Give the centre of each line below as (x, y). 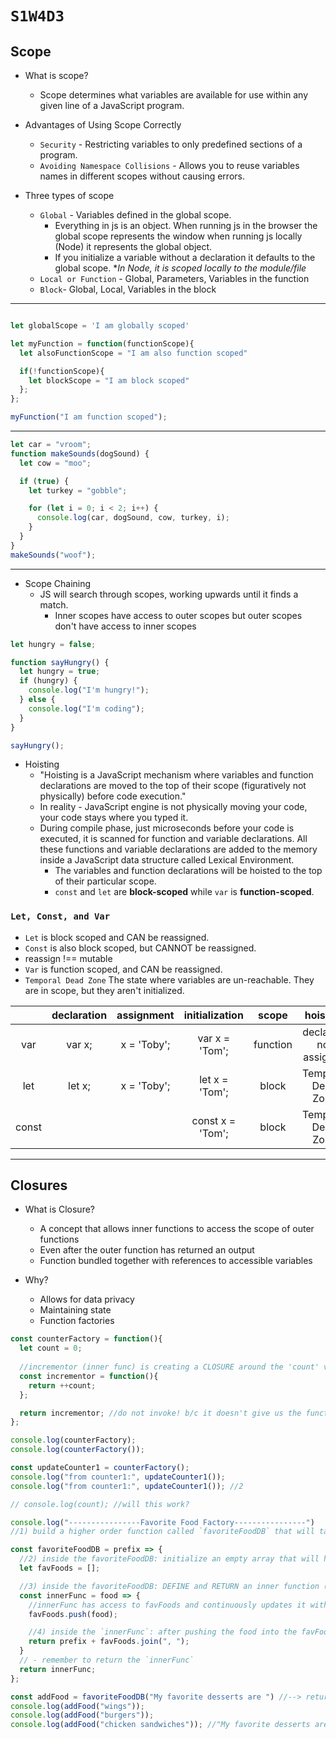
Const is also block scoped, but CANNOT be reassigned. (140, 948)
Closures (39, 1185)
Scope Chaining (58, 583)
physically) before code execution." (113, 796)
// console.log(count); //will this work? (100, 1504)
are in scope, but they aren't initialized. (104, 990)
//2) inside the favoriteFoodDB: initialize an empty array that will (169, 1559)
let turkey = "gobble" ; (78, 490)
